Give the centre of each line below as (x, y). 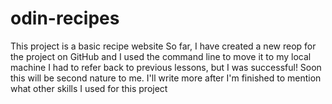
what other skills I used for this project (89, 88)
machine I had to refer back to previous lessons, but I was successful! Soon (166, 67)
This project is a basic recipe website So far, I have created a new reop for (163, 46)
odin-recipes (65, 18)
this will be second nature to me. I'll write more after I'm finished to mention (166, 78)
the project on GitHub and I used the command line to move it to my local (161, 56)
